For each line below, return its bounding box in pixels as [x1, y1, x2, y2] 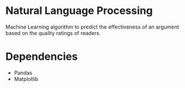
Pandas [13, 69, 33, 76]
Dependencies [5, 50, 78, 64]
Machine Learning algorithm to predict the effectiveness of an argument [5, 23, 179, 30]
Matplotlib [13, 75, 39, 82]
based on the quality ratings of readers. [5, 29, 101, 36]
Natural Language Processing [5, 4, 153, 17]
